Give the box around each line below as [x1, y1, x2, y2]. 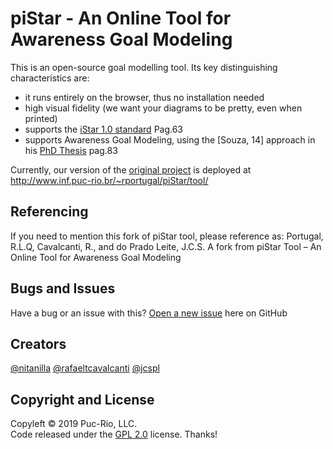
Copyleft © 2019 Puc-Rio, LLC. [10, 418, 138, 430]
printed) [24, 112, 58, 124]
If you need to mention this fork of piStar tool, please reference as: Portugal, [10, 230, 324, 242]
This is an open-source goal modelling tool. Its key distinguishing [10, 61, 278, 73]
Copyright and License [10, 391, 155, 408]
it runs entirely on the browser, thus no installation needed [24, 91, 265, 103]
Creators [10, 335, 67, 352]
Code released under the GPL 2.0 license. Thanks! [10, 428, 218, 441]
